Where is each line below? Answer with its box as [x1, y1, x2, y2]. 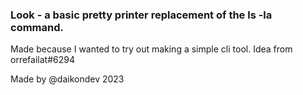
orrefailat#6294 [10, 54, 75, 66]
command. [10, 20, 64, 34]
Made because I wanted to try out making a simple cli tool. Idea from [10, 43, 293, 55]
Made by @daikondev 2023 [10, 73, 125, 85]
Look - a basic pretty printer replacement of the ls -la [10, 8, 273, 22]
